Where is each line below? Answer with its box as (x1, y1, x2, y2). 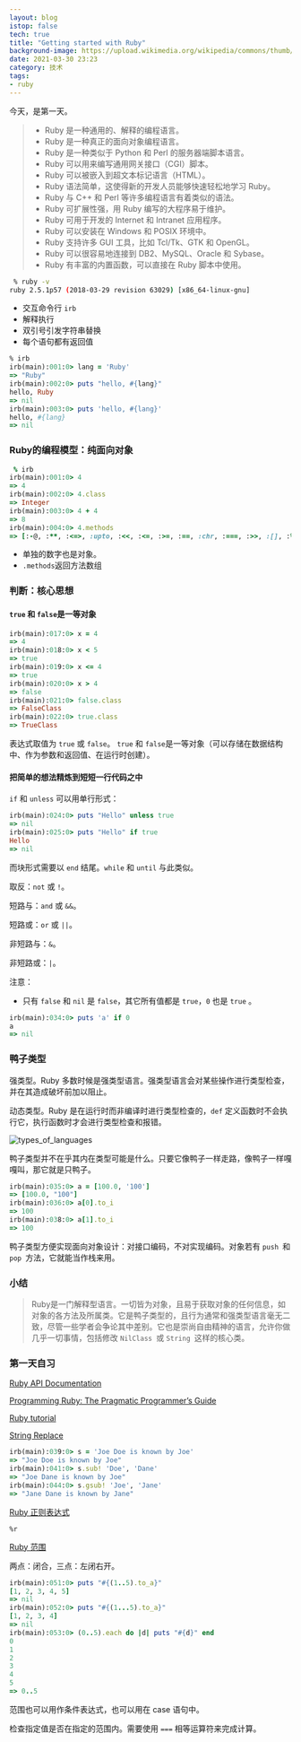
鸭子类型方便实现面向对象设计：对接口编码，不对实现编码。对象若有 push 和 (9, 1241, 291, 1251)
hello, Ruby (9, 388, 54, 396)
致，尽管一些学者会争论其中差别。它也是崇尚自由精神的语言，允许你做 (30, 1321, 291, 1332)
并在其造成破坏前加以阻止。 (9, 1086, 112, 1097)
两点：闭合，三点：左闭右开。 (9, 1560, 119, 1571)
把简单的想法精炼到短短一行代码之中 (9, 771, 143, 782)
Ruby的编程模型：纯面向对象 (9, 444, 133, 457)
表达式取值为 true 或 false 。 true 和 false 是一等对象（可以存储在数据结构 (9, 738, 284, 749)
